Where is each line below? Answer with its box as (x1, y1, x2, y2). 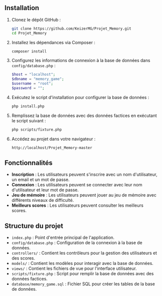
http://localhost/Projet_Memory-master (11, 145, 93, 150)
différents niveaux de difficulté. (11, 197, 74, 203)
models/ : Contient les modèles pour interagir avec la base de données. (11, 261, 154, 266)
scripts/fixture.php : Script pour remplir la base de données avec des (11, 271, 154, 277)
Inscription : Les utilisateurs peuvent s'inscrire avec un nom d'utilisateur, (11, 172, 158, 178)
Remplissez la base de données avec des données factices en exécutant (11, 113, 157, 118)
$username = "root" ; (11, 81, 53, 86)
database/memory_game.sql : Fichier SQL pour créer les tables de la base (11, 281, 155, 287)
